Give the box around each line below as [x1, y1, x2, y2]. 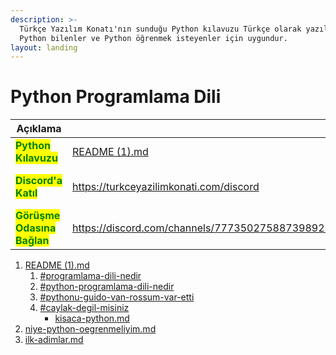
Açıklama [16, 122, 62, 136]
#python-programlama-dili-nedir [39, 281, 175, 293]
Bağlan [15, 234, 50, 248]
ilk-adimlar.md [24, 334, 84, 346]
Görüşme [15, 209, 61, 223]
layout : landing [10, 42, 78, 53]
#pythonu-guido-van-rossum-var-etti [39, 291, 195, 303]
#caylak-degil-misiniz [39, 302, 130, 314]
